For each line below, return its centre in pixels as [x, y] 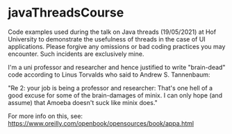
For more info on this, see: [45, 116]
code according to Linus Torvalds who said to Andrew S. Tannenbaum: [109, 75]
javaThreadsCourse [66, 13]
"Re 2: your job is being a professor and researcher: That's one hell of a [110, 88]
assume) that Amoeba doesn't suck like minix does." [83, 102]
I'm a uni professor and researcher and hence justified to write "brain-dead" [117, 67]
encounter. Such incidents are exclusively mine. [76, 54]
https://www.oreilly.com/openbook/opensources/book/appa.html [101, 123]
